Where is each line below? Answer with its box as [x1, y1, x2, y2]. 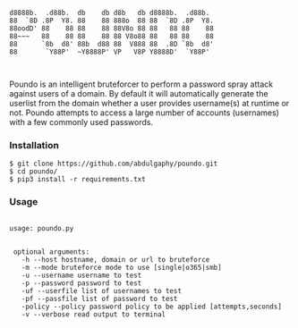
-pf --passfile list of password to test [21, 294, 178, 303]
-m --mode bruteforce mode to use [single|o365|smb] [21, 263, 222, 272]
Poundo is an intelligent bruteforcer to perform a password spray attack [9, 79, 274, 89]
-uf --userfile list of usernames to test [21, 286, 182, 295]
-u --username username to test [21, 271, 142, 280]
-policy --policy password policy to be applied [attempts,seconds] [21, 302, 282, 311]
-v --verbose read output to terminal [21, 309, 166, 319]
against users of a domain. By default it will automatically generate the [9, 88, 268, 98]
